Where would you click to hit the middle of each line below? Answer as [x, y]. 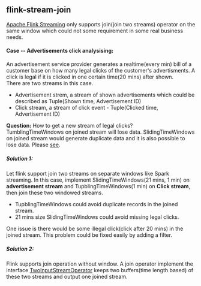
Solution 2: [20, 249]
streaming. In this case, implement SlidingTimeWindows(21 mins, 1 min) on [98, 180]
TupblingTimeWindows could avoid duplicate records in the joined [96, 204]
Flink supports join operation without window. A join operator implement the [100, 264]
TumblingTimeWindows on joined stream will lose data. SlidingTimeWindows [100, 132]
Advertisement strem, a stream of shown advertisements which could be [105, 95]
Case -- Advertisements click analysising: [60, 51]
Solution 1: [19, 158]
